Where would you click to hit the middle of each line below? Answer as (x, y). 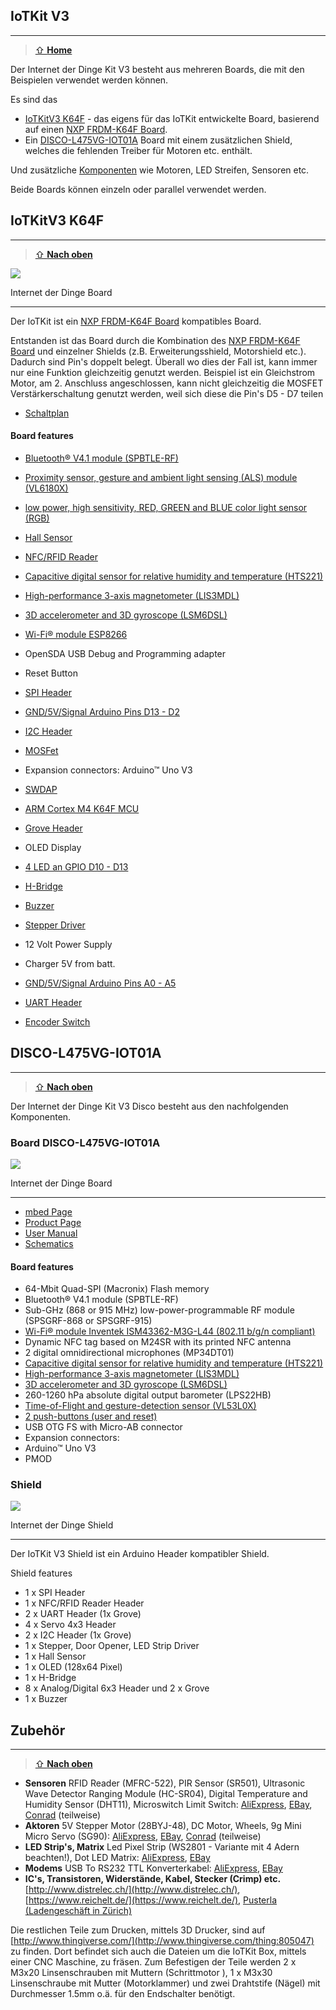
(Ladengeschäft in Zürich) (78, 1911)
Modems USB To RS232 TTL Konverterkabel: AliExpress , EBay (153, 1868)
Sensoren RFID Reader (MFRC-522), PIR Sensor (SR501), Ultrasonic (165, 1783)
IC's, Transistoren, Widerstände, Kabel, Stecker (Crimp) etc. (153, 1879)
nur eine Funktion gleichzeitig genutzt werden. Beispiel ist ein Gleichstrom (163, 372)
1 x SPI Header (55, 1593)
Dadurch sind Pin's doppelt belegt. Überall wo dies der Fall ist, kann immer (164, 361)
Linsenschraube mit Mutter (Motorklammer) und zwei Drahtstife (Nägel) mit (165, 1983)
